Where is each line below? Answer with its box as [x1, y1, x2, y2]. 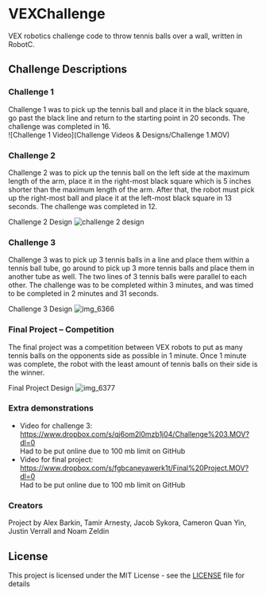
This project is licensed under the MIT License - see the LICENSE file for [8, 570, 245, 580]
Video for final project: [19, 454, 94, 464]
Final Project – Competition [8, 324, 114, 335]
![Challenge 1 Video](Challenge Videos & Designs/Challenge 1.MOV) [8, 130, 230, 139]
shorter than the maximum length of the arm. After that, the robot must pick [8, 185, 255, 194]
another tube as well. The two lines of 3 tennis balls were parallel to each [8, 272, 248, 282]
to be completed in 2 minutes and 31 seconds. [8, 289, 159, 298]
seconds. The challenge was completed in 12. [8, 201, 158, 211]
